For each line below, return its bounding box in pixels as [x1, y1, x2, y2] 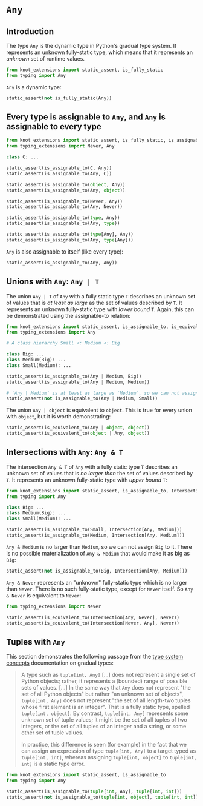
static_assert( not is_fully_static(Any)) [6, 95, 112, 101]
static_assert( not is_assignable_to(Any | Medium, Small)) [6, 395, 158, 401]
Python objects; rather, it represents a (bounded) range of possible [21, 677, 188, 685]
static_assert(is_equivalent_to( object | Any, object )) [6, 431, 150, 437]
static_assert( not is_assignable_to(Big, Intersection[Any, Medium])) [6, 568, 188, 574]
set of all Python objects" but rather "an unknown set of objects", [21, 690, 184, 698]
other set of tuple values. [21, 729, 83, 736]
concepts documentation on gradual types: [6, 659, 114, 667]
